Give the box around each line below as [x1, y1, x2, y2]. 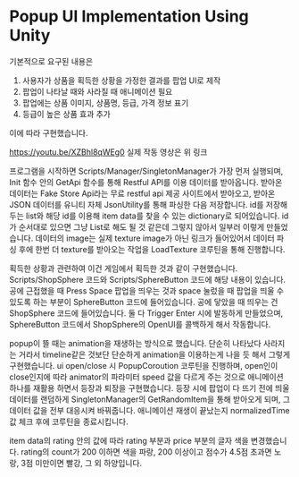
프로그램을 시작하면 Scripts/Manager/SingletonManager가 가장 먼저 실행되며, [9, 166, 284, 176]
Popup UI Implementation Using [9, 6, 250, 27]
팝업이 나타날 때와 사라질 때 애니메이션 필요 [21, 86, 173, 97]
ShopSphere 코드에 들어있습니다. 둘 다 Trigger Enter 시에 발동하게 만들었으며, [9, 307, 284, 319]
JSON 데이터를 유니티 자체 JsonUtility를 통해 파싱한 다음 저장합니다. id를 [9, 199, 264, 209]
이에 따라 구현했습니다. [9, 127, 88, 138]
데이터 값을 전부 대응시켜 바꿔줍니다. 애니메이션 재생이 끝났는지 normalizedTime [9, 405, 290, 415]
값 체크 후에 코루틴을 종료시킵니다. [9, 416, 129, 427]
